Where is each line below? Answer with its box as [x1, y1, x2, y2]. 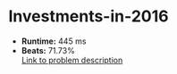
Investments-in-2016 [8, 6, 169, 27]
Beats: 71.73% [21, 45, 75, 55]
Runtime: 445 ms [21, 36, 87, 46]
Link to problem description [21, 54, 123, 65]
